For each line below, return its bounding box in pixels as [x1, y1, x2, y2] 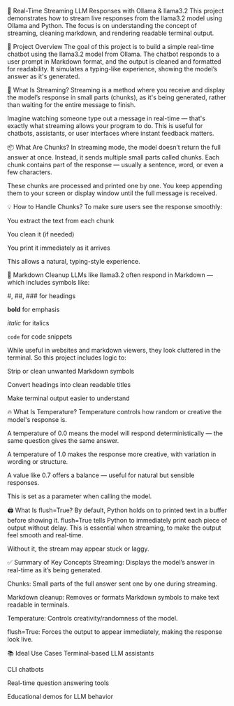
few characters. [7, 168, 52, 176]
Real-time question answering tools [7, 679, 110, 687]
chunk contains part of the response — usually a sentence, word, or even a [7, 161, 224, 169]
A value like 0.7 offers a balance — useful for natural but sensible [7, 471, 195, 479]
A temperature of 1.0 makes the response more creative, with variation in [7, 450, 217, 458]
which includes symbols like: [7, 278, 90, 286]
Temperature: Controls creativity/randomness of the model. [7, 614, 178, 622]
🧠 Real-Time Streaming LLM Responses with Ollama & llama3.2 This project [7, 7, 224, 15]
